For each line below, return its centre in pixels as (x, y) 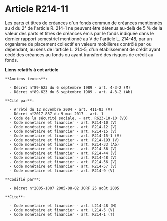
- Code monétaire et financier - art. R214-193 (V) (65, 140)
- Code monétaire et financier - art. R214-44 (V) (63, 153)
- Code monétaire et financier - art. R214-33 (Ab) (65, 144)
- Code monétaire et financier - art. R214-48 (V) (63, 157)
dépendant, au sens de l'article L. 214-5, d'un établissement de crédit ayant (83, 49)
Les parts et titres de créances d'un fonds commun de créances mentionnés (84, 23)
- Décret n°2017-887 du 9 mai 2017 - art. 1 (57, 114)
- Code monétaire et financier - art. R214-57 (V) (63, 166)
